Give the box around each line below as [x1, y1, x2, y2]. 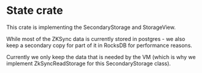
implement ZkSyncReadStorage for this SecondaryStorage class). [6, 60, 172, 67]
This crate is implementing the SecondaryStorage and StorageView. [6, 24, 176, 31]
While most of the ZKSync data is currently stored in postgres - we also [6, 35, 186, 42]
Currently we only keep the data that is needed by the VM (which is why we [6, 53, 196, 60]
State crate [6, 4, 63, 17]
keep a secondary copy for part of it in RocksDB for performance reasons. [6, 42, 193, 49]
